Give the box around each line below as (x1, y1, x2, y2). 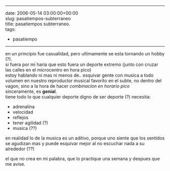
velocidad (12, 109, 33, 115)
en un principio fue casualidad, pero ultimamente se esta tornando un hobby (5, 51, 165, 56)
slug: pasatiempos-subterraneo (5, 16, 71, 21)
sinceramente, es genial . (5, 88, 57, 94)
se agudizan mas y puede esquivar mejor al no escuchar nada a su (5, 141, 145, 146)
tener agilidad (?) (12, 120, 48, 126)
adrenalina (12, 104, 35, 110)
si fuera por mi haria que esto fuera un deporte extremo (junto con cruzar (5, 61, 158, 67)
